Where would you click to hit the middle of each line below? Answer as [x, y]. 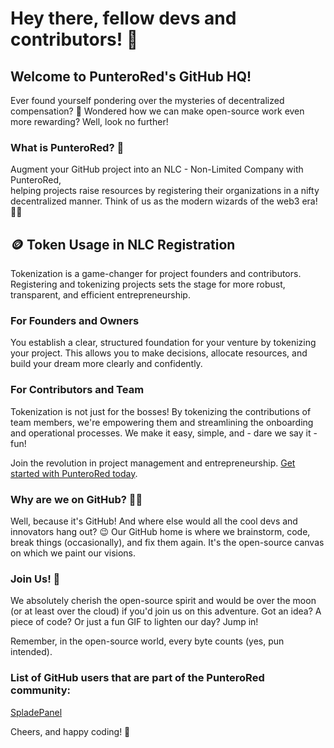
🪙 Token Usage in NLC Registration [123, 244]
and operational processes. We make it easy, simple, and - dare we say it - [164, 433]
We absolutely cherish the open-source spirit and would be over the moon [163, 601]
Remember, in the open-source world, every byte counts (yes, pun [147, 641]
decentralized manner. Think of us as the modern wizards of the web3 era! [164, 201]
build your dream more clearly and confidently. [106, 364]
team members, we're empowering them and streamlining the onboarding [162, 422]
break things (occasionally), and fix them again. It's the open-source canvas [167, 542]
